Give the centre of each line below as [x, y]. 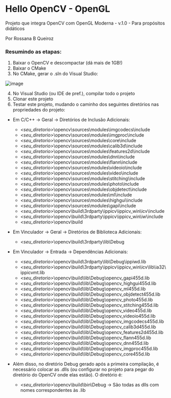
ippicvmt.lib [32, 273]
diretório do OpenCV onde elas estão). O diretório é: [67, 375]
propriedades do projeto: [39, 110]
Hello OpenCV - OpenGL [58, 9]
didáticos [15, 28]
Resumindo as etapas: [33, 52]
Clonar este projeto [33, 99]
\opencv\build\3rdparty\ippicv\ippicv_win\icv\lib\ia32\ [110, 267]
